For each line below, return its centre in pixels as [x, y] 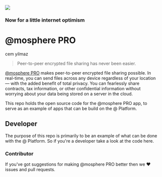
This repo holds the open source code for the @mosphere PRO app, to [76, 103]
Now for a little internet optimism [45, 20]
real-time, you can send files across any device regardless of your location [81, 78]
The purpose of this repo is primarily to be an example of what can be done [81, 136]
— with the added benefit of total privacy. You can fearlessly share [72, 83]
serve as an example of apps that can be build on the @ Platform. [71, 108]
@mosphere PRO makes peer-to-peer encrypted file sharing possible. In [78, 73]
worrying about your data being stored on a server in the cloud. [69, 94]
